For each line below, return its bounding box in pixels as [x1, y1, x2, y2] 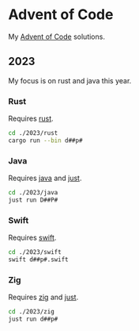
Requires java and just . [8, 173, 82, 183]
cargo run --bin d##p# [8, 137, 83, 144]
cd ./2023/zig [8, 308, 55, 316]
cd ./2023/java [8, 189, 58, 197]
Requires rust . [8, 114, 54, 124]
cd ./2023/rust [8, 129, 58, 137]
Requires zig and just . [8, 292, 79, 302]
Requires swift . [8, 233, 57, 243]
